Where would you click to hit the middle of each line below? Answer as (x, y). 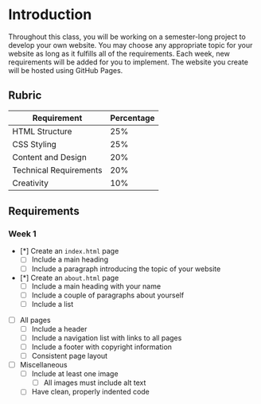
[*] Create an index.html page (69, 251)
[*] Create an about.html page (69, 278)
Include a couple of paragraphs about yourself (108, 295)
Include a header (59, 328)
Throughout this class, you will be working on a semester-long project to (127, 37)
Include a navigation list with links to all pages (107, 338)
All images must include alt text (95, 383)
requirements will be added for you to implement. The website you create (129, 62)
